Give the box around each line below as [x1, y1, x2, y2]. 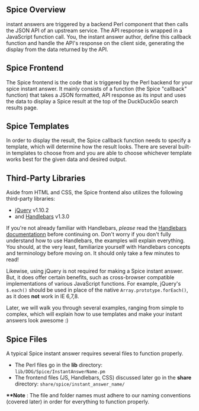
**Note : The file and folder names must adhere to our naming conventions [6, 392, 191, 399]
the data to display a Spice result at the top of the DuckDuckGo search [6, 97, 179, 105]
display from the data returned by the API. [6, 46, 108, 53]
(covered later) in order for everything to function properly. [6, 398, 150, 406]
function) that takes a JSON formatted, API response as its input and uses [6, 91, 187, 99]
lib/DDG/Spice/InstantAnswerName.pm [14, 369, 105, 375]
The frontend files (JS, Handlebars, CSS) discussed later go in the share [14, 374, 192, 381]
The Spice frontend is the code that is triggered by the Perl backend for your [6, 78, 193, 86]
